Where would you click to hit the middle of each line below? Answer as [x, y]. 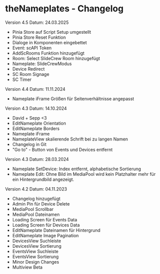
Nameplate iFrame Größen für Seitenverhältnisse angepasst [73, 99]
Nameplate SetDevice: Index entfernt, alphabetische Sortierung [77, 169]
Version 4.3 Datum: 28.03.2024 [37, 159]
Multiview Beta [27, 267]
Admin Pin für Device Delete [41, 204]
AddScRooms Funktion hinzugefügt [48, 53]
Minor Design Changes [36, 262]
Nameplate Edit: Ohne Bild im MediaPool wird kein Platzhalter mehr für [84, 174]
